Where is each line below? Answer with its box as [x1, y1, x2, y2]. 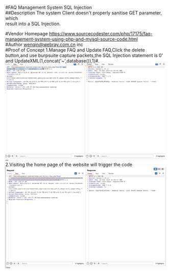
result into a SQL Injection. [5, 20, 61, 27]
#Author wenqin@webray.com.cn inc [5, 41, 83, 48]
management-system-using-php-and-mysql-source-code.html [5, 36, 138, 42]
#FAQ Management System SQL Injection [5, 5, 92, 10]
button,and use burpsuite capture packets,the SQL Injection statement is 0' [5, 52, 163, 58]
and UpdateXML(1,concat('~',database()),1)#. [5, 58, 100, 64]
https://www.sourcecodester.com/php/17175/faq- [48, 31, 153, 36]
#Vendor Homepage [5, 31, 48, 36]
